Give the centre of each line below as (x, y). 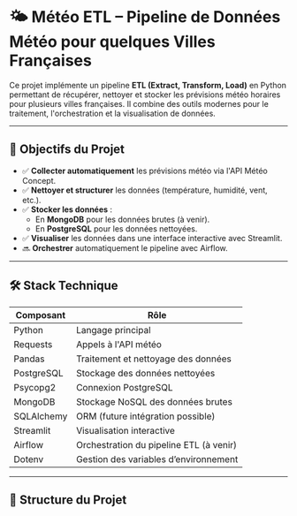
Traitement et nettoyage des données (154, 359)
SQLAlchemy (41, 416)
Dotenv (29, 459)
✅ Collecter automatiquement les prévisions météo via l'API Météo (145, 171)
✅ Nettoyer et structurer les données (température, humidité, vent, (145, 190)
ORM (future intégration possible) (146, 416)
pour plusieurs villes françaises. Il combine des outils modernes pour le (139, 103)
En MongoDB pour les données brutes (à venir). (122, 219)
